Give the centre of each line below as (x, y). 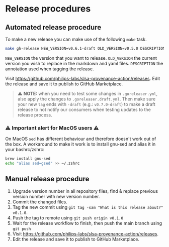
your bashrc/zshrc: (25, 150)
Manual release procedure (47, 179)
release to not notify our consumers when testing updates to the (84, 109)
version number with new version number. (56, 196)
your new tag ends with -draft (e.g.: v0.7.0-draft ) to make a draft (86, 104)
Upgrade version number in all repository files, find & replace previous (85, 191)
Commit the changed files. (40, 202)
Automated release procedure (53, 27)
